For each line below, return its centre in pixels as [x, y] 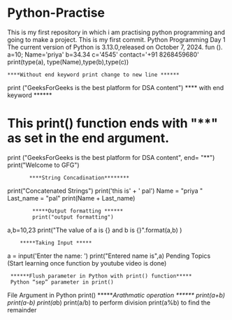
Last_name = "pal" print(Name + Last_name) [71, 198]
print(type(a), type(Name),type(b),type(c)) [68, 61]
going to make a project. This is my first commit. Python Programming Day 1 [116, 39]
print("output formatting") [73, 217]
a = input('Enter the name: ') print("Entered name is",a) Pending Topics [109, 256]
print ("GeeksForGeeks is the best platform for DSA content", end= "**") [111, 157]
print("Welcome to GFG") [43, 165]
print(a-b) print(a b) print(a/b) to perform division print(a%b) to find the [109, 303]
